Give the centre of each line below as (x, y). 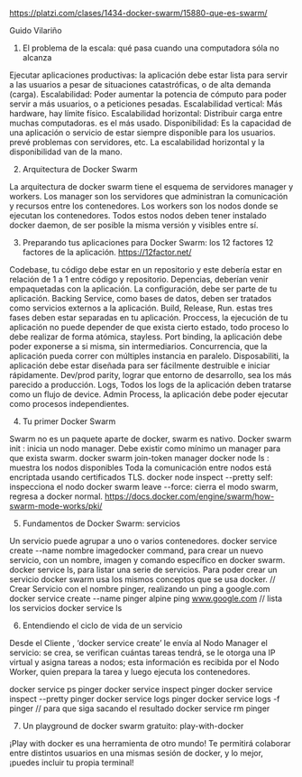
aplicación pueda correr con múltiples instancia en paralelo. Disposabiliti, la (150, 356)
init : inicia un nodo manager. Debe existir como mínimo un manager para (145, 449)
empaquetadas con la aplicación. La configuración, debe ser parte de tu (143, 289)
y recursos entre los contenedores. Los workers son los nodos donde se (144, 206)
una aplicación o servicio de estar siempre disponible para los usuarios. (142, 133)
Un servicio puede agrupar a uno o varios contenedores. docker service (143, 541)
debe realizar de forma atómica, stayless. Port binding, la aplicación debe (146, 337)
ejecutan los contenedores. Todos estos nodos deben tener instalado (138, 215)
